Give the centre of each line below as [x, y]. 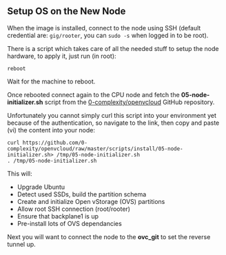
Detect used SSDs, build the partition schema [82, 194]
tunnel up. [21, 244]
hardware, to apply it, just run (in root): [62, 56]
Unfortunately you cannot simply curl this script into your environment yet [112, 115]
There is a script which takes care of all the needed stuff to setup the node [113, 48]
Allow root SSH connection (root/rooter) [74, 209]
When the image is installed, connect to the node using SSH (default [104, 28]
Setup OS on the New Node [66, 11]
